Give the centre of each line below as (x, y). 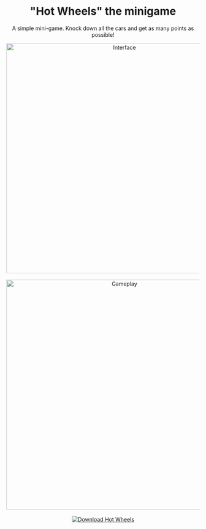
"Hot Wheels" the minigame (103, 11)
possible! (103, 34)
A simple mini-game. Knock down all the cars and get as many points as (103, 28)
